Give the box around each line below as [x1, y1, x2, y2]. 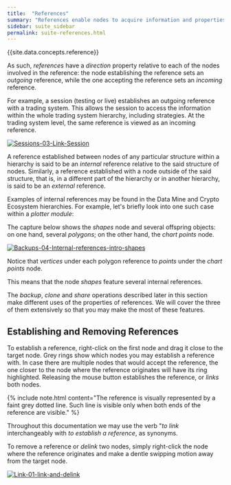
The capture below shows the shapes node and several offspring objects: [7, 223, 216, 231]
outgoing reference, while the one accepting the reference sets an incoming [7, 76, 223, 85]
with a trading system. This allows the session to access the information [7, 104, 211, 112]
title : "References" [7, 10, 69, 17]
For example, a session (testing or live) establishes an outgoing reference [7, 97, 215, 105]
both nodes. [7, 380, 41, 389]
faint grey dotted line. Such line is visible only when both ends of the [7, 401, 201, 409]
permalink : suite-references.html [7, 29, 107, 36]
